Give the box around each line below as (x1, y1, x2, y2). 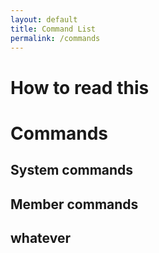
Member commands (10, 196, 139, 213)
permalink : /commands (10, 33, 101, 43)
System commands (10, 162, 134, 179)
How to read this (10, 76, 150, 99)
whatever (10, 229, 72, 246)
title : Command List (10, 24, 97, 34)
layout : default (10, 14, 78, 25)
